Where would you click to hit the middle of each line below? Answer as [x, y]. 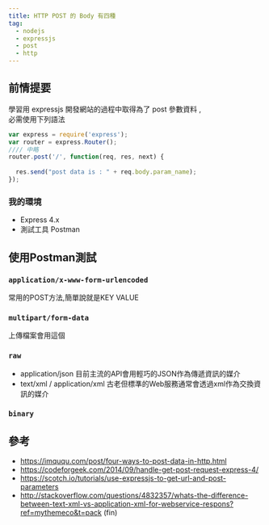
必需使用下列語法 [37, 119]
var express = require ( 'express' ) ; [68, 134]
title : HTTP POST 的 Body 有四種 [62, 16]
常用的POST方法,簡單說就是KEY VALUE [74, 297]
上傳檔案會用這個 [37, 335]
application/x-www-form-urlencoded [78, 280]
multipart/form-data [49, 317]
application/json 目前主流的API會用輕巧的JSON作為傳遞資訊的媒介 [130, 373]
